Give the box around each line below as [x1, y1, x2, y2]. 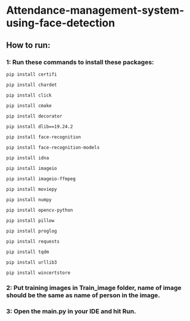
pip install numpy [6, 196, 52, 203]
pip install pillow [6, 217, 55, 224]
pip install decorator [6, 113, 63, 119]
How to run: [6, 40, 51, 50]
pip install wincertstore [6, 270, 70, 276]
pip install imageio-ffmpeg [6, 175, 76, 182]
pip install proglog [6, 228, 58, 234]
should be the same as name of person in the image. [6, 291, 161, 299]
